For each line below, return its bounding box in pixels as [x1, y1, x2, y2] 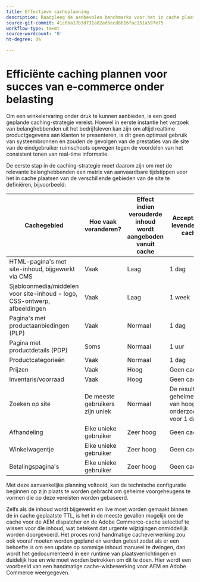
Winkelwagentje [9, 445, 54, 453]
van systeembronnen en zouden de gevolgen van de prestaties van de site [6, 138, 189, 145]
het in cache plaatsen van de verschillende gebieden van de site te [6, 174, 170, 182]
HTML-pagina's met [9, 257, 67, 265]
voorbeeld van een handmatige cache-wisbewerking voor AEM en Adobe [6, 562, 186, 569]
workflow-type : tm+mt [6, 25, 60, 32]
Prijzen [9, 365, 29, 373]
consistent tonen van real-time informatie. [6, 150, 109, 157]
